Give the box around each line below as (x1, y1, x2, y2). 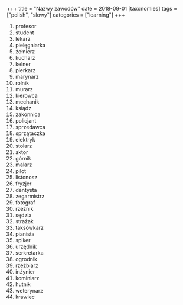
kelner (15, 60, 31, 68)
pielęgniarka (15, 41, 46, 49)
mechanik (15, 98, 40, 105)
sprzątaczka (15, 130, 46, 137)
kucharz (15, 54, 35, 61)
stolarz (15, 142, 32, 149)
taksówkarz (15, 224, 44, 231)
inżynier (15, 268, 35, 275)
